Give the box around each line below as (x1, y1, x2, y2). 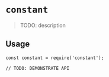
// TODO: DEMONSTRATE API (5, 65, 69, 71)
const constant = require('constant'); (5, 55, 104, 61)
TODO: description (20, 21, 66, 29)
